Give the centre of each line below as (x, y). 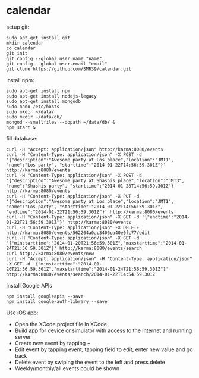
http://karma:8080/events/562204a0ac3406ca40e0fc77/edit (78, 233)
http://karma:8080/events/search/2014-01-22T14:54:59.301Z (81, 274)
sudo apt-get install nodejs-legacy (51, 96)
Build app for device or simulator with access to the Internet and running (103, 330)
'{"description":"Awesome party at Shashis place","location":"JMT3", (95, 180)
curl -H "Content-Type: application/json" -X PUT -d (73, 196)
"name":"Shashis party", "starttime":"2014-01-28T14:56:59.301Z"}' (91, 186)
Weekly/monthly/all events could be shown (67, 368)
